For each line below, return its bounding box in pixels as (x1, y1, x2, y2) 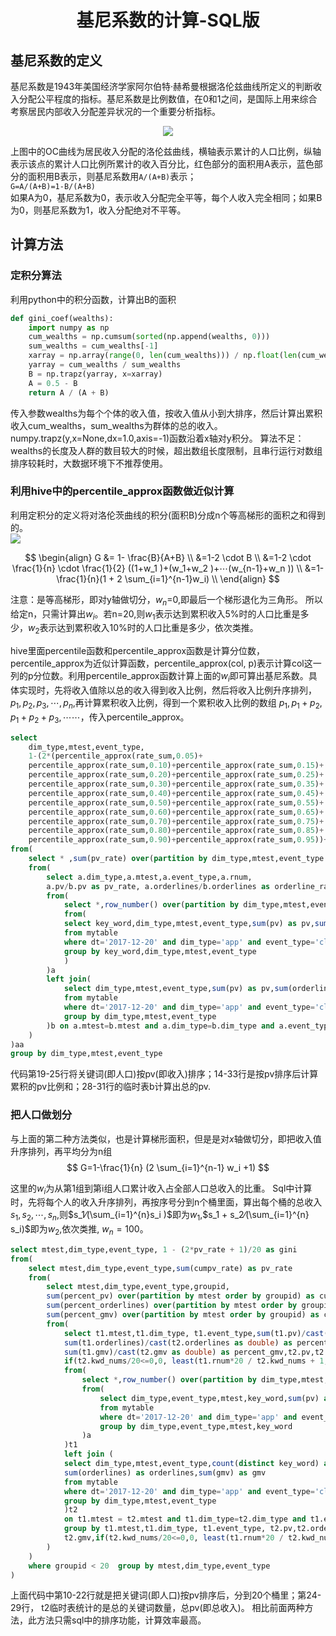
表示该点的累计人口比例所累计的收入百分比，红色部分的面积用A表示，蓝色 (10, 158, 315, 170)
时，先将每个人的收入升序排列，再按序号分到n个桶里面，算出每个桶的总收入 (10, 1196, 323, 1208)
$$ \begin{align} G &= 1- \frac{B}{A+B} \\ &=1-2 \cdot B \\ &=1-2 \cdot (24, 551, 312, 563)
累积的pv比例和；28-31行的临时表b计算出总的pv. (10, 1081, 212, 1093)
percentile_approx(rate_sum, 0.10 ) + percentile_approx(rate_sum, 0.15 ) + (28, 761, 325, 771)
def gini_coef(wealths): (10, 313, 114, 323)
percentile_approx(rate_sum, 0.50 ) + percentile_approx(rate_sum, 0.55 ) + (28, 797, 325, 808)
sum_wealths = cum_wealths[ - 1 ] (28, 341, 159, 351)
